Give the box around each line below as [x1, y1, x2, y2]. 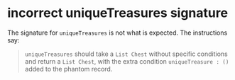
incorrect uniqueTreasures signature [7, 5, 229, 21]
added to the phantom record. [24, 64, 113, 73]
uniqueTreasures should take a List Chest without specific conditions [24, 50, 229, 58]
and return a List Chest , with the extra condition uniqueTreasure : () [24, 57, 229, 65]
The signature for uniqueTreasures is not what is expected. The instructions [7, 28, 228, 37]
